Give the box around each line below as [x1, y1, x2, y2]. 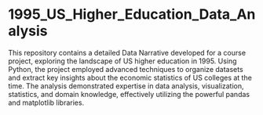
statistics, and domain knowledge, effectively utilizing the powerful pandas [8, 89, 250, 99]
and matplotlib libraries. [8, 98, 85, 107]
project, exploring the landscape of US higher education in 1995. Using [8, 56, 237, 66]
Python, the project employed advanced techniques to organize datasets [8, 64, 243, 74]
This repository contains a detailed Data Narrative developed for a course [8, 48, 246, 57]
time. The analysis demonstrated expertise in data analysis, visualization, [8, 81, 245, 91]
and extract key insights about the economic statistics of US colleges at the [8, 73, 253, 82]
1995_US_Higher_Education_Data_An [8, 5, 256, 23]
